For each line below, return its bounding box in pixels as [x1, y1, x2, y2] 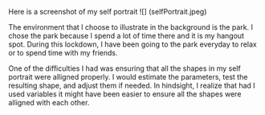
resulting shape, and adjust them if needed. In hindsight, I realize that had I [8, 80, 255, 90]
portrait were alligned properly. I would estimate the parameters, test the [8, 72, 248, 81]
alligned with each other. [8, 98, 90, 107]
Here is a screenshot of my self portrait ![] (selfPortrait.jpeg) [8, 7, 207, 16]
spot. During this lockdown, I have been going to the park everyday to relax [8, 39, 257, 49]
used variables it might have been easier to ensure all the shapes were [8, 89, 242, 99]
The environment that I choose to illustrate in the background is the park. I [8, 23, 253, 31]
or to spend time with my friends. [8, 48, 118, 57]
